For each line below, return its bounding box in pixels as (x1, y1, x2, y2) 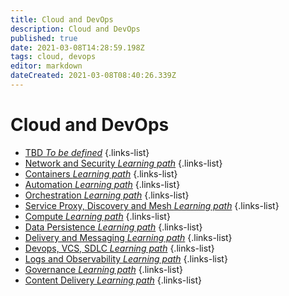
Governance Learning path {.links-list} (24, 263, 183, 275)
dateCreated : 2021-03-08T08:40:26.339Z (10, 71, 177, 81)
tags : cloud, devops (10, 52, 97, 62)
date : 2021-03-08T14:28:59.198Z (10, 42, 145, 53)
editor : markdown (10, 61, 83, 71)
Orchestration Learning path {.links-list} (24, 189, 190, 201)
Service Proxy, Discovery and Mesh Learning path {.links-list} (24, 199, 280, 211)
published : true (10, 33, 78, 43)
